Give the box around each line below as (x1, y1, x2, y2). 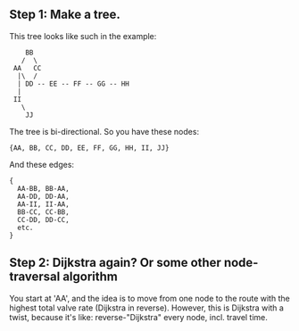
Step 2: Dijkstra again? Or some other (9, 255, 221, 270)
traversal (9, 269, 61, 285)
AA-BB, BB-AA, (17, 184, 70, 193)
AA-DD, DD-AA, (17, 192, 70, 201)
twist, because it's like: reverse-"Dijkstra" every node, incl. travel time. (9, 311, 268, 322)
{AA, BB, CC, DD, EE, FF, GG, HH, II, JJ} (9, 143, 170, 153)
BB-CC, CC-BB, (17, 207, 70, 217)
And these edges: (9, 159, 74, 170)
